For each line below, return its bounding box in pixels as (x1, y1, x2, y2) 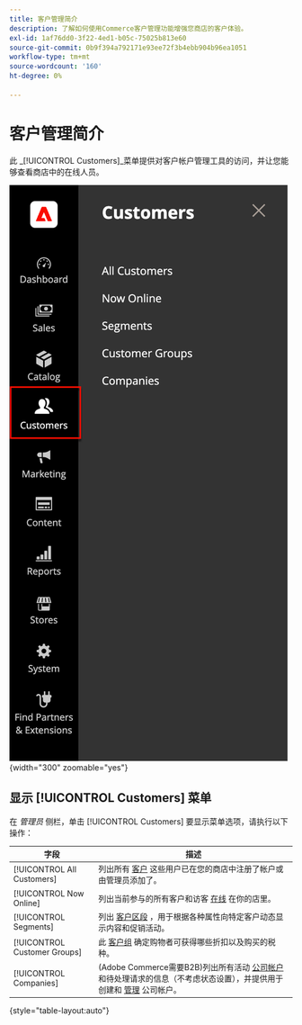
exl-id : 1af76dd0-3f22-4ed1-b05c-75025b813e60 (9, 33, 187, 42)
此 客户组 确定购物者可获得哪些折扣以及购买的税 (98, 937, 276, 947)
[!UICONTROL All (13, 864, 77, 875)
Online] (13, 897, 40, 908)
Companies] (13, 977, 59, 989)
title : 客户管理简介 (9, 14, 78, 23)
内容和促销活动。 (106, 922, 170, 933)
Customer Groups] (13, 947, 83, 958)
